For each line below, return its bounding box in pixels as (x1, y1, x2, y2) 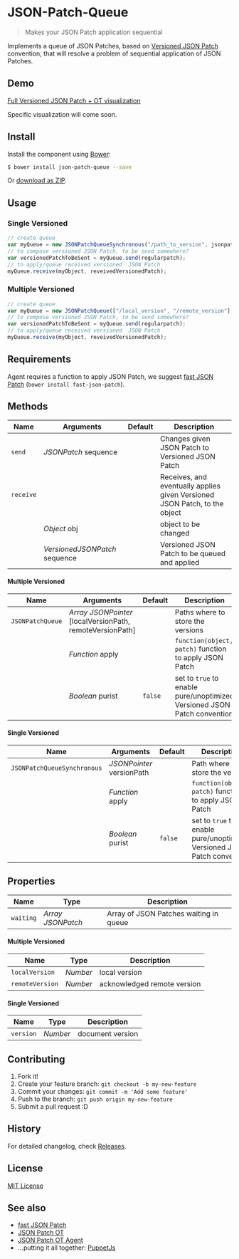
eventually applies (159, 481, 221, 491)
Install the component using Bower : (7, 150, 112, 158)
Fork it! (17, 1072, 39, 1080)
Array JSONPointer (68, 607, 133, 617)
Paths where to (174, 607, 225, 617)
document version (77, 1029, 139, 1039)
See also (7, 1202, 46, 1214)
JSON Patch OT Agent (17, 1236, 83, 1245)
